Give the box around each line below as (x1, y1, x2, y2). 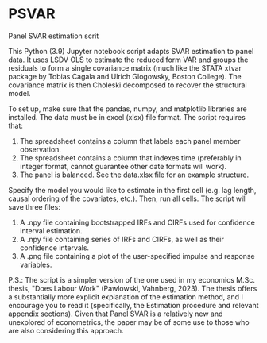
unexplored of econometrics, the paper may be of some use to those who (8, 317, 250, 326)
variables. (19, 260, 52, 269)
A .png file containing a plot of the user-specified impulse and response (19, 251, 256, 260)
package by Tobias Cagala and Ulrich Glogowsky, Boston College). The (8, 71, 242, 81)
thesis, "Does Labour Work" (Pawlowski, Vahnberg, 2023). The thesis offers (8, 283, 257, 293)
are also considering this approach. (8, 326, 125, 335)
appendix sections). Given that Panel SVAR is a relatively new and (8, 309, 223, 318)
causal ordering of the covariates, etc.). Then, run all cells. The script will (8, 194, 247, 203)
